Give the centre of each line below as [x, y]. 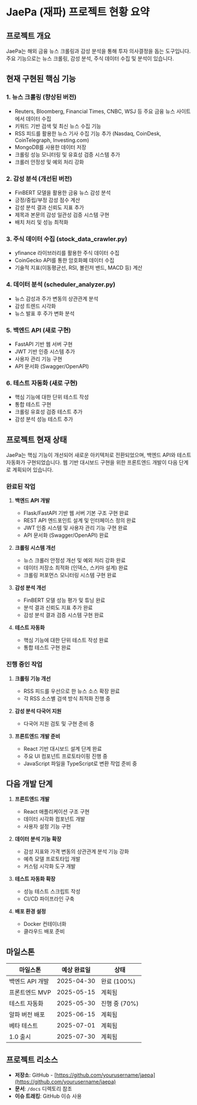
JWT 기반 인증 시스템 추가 [45, 351]
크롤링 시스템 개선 [35, 548]
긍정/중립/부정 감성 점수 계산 [47, 200]
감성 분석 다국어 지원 [38, 711]
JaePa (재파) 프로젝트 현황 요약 [78, 12]
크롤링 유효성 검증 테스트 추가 [48, 412]
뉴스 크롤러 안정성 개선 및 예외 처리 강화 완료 [74, 560]
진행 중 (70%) [120, 1004]
